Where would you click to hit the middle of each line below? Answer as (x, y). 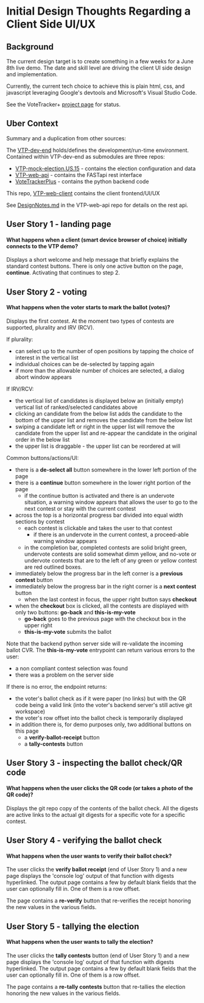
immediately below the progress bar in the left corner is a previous (99, 573)
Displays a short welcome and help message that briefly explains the (93, 260)
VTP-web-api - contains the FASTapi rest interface (79, 174)
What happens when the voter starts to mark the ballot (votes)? (88, 307)
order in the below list (42, 440)
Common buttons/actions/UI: (43, 458)
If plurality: (20, 339)
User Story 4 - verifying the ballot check (84, 840)
